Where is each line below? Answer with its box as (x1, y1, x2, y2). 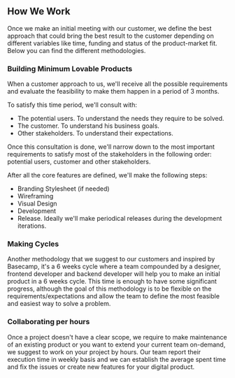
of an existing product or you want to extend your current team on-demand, (7, 340, 226, 349)
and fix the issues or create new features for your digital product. (7, 363, 195, 371)
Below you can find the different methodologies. (7, 46, 146, 54)
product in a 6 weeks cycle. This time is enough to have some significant (7, 277, 217, 286)
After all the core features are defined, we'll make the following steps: (7, 171, 208, 180)
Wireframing (17, 192, 54, 201)
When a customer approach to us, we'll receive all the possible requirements (7, 80, 228, 88)
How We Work (7, 6, 71, 17)
